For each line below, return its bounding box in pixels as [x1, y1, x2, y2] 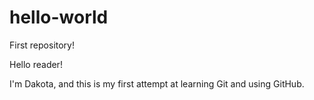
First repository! [9, 39, 76, 51]
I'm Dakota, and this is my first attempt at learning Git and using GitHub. [9, 77, 305, 90]
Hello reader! [9, 58, 63, 70]
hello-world [9, 6, 109, 29]
